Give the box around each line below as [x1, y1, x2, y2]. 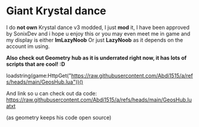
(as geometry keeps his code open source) [6, 114, 112, 121]
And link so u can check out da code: [6, 90, 97, 97]
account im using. [6, 43, 50, 50]
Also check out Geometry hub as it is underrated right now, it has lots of [6, 54, 187, 61]
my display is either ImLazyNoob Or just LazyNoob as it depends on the [6, 36, 183, 43]
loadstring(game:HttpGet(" [6, 72, 71, 79]
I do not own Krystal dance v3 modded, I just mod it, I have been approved [6, 24, 190, 31]
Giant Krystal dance [6, 4, 107, 18]
